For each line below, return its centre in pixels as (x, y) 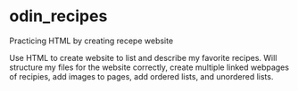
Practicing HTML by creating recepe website (91, 41)
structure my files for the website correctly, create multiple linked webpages (149, 67)
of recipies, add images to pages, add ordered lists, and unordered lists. (141, 76)
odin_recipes (58, 16)
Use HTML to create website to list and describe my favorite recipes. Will (143, 57)
